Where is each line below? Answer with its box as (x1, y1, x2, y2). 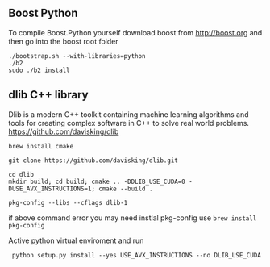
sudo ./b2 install (8, 66, 70, 74)
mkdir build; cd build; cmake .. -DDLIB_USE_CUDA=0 (8, 177, 185, 186)
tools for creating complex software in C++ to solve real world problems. (8, 118, 250, 127)
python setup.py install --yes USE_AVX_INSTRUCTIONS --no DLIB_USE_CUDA (11, 251, 262, 259)
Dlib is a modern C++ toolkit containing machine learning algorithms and (8, 109, 249, 119)
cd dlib (8, 170, 35, 178)
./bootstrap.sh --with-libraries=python (8, 52, 147, 60)
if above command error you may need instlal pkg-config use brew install (8, 213, 257, 223)
